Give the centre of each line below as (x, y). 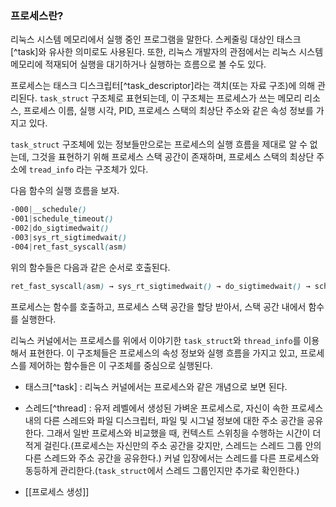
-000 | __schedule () (48, 210)
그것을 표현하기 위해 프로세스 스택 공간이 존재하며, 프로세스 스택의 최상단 (173, 157)
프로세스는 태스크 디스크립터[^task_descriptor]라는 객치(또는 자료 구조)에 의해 (163, 86)
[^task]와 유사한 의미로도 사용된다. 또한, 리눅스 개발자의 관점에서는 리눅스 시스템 (167, 52)
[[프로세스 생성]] (57, 491)
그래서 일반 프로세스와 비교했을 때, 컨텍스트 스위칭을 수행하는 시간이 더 (184, 433)
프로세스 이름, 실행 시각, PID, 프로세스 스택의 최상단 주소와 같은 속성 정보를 (168, 111)
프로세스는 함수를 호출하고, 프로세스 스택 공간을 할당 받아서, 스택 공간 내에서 (158, 306)
